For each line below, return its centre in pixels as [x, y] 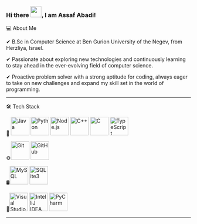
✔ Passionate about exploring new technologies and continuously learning [96, 59]
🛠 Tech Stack [23, 107]
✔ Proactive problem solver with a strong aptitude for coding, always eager [97, 77]
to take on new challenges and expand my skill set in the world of [85, 83]
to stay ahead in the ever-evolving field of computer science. [80, 66]
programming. [23, 89]
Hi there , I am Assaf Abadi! [51, 15]
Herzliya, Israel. [25, 48]
